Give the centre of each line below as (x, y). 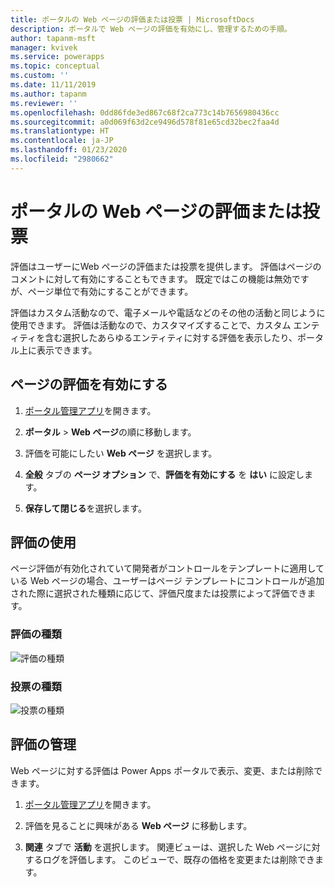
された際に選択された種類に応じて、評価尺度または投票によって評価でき (159, 593)
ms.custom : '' (40, 76)
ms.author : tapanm (48, 94)
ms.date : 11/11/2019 (53, 85)
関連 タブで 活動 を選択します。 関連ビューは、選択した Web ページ (163, 847)
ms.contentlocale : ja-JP (62, 141)
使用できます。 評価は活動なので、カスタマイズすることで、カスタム (151, 325)
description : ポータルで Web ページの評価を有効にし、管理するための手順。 (151, 29)
